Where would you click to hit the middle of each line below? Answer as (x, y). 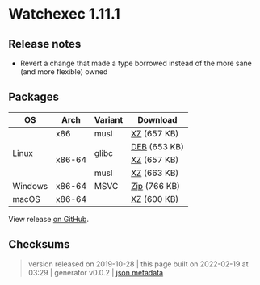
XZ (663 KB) (155, 173)
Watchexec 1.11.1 (65, 14)
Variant (109, 119)
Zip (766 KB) (155, 186)
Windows (30, 186)
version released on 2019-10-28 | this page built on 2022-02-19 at (138, 264)
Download (157, 119)
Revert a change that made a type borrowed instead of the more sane (136, 63)
